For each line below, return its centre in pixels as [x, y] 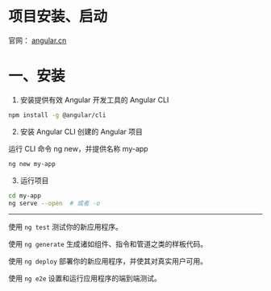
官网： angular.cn [38, 40]
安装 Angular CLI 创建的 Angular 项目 [81, 131]
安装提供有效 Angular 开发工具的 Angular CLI [94, 100]
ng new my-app [32, 164]
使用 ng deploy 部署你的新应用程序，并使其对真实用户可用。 [108, 261]
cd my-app [25, 195]
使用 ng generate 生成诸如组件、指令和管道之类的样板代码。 [108, 244]
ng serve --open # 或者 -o [54, 203]
